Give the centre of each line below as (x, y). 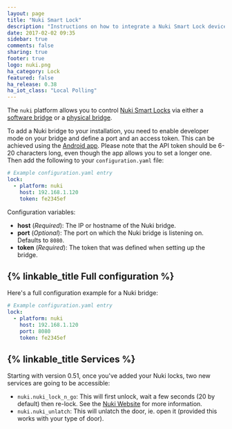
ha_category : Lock (33, 71)
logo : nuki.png (29, 65)
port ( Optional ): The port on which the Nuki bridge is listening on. (110, 233)
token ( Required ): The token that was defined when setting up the (111, 247)
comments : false (30, 46)
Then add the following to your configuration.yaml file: (86, 160)
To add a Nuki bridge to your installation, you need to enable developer (108, 131)
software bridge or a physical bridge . (60, 117)
